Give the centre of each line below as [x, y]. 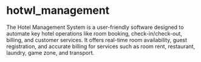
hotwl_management [58, 11]
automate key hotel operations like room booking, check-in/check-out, [94, 33]
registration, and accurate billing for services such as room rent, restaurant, [101, 46]
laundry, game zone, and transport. [50, 52]
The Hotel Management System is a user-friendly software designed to [95, 27]
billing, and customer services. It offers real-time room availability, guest [97, 40]
